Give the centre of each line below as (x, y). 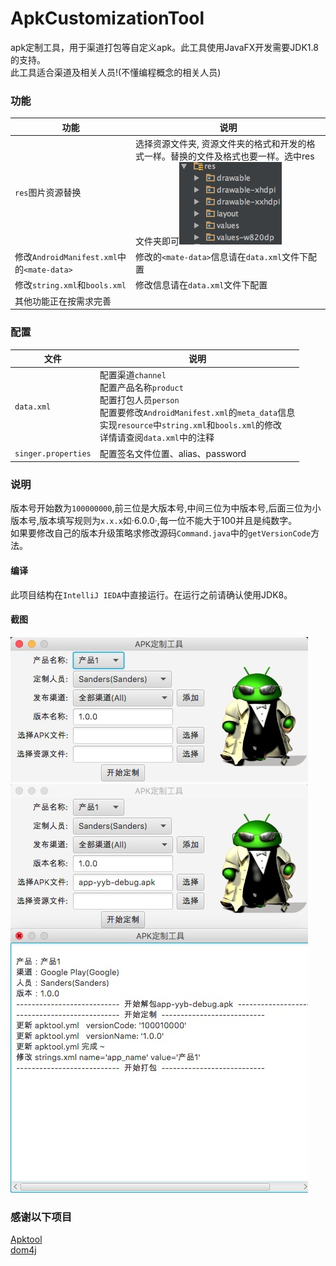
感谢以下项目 (41, 1217)
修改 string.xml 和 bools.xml (70, 285)
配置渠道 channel (133, 375)
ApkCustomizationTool (107, 18)
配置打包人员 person (139, 400)
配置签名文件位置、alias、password (173, 453)
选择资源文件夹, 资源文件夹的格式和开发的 (221, 143)
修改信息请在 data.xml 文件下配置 (201, 285)
